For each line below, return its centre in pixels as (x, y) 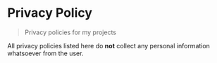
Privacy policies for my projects (70, 32)
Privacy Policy (50, 13)
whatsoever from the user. (45, 53)
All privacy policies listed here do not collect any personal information (108, 45)
